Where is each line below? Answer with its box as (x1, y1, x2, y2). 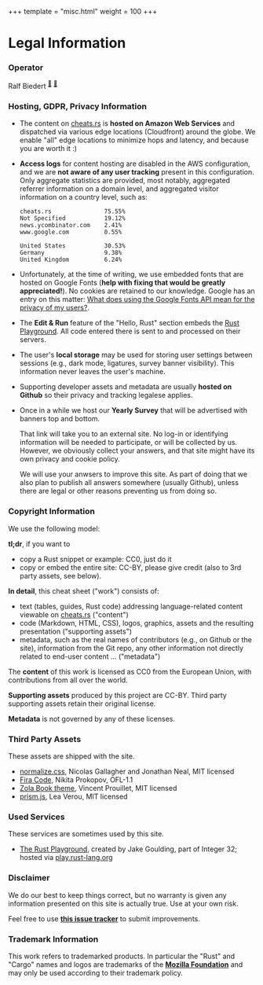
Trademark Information (8, 933, 99, 944)
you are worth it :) (19, 144, 77, 153)
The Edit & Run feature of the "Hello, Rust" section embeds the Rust (19, 318, 239, 328)
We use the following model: (8, 524, 100, 533)
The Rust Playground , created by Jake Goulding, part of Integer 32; (19, 844, 238, 854)
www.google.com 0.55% (19, 228, 122, 237)
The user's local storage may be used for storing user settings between (19, 350, 253, 360)
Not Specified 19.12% (19, 215, 126, 222)
